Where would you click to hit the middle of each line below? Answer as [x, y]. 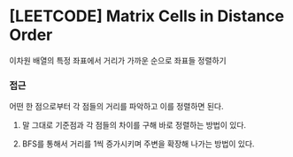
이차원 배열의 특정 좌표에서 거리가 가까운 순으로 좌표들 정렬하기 [118, 60]
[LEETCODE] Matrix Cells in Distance [147, 16]
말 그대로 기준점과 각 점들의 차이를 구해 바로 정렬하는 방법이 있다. [134, 125]
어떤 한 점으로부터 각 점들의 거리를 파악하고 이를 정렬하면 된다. [116, 107]
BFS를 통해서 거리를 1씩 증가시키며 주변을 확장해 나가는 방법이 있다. [138, 144]
